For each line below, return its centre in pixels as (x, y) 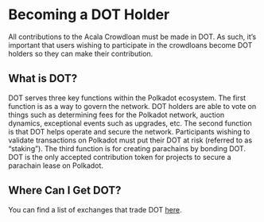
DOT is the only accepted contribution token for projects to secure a (120, 157)
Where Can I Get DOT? (65, 191)
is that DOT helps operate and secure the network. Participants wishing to (129, 131)
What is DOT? (43, 78)
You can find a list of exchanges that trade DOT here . (95, 209)
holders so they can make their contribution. (81, 53)
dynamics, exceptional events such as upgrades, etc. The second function (130, 123)
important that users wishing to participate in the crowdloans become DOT (130, 45)
